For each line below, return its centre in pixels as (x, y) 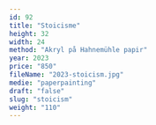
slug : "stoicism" (41, 99)
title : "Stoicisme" (45, 26)
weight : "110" (35, 107)
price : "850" (33, 67)
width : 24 (27, 42)
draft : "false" (37, 91)
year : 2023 (29, 58)
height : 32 (29, 33)
